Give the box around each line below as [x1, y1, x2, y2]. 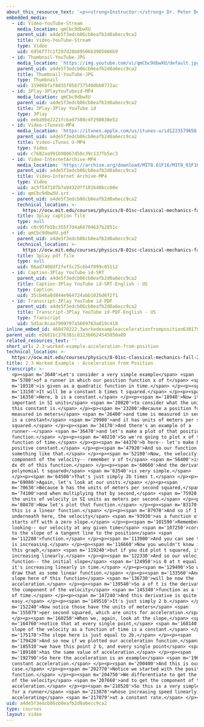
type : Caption [17, 286, 53, 293]
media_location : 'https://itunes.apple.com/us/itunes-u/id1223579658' [17, 128, 200, 134]
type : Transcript [17, 315, 61, 321]
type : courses [6, 706, 42, 712]
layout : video [6, 711, 42, 718]
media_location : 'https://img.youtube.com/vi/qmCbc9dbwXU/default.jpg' [17, 60, 202, 66]
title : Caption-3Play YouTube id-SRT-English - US [17, 281, 148, 287]
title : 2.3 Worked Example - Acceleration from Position [6, 360, 154, 366]
